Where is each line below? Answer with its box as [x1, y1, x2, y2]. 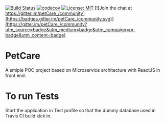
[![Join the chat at [95, 5, 132, 11]
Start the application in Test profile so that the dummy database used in [5, 107, 156, 113]
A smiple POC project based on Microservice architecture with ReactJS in [5, 67, 160, 73]
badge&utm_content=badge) [5, 32, 66, 38]
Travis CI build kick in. [5, 113, 52, 119]
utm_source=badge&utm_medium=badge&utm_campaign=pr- [5, 27, 136, 33]
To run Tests [5, 90, 59, 102]
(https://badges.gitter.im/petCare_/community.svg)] [5, 16, 114, 22]
